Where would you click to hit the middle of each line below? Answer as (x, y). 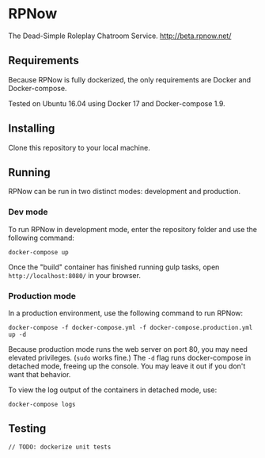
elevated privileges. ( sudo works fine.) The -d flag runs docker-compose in (130, 357)
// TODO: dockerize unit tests (60, 447)
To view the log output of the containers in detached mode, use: (113, 390)
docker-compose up (38, 252)
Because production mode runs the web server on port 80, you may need (128, 349)
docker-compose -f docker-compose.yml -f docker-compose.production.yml (131, 327)
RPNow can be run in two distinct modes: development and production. (125, 192)
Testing (27, 429)
